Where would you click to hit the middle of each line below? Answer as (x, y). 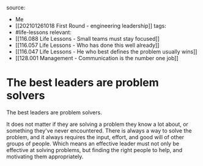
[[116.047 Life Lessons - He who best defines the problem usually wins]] (106, 52)
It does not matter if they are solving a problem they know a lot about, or (97, 124)
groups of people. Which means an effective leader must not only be (93, 144)
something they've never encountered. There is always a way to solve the (99, 130)
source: (16, 8)
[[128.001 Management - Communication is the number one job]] (97, 58)
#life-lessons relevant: (43, 32)
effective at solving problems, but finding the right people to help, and (94, 150)
